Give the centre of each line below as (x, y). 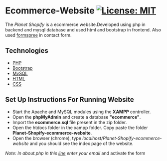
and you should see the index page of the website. (82, 143)
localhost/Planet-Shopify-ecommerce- (122, 138)
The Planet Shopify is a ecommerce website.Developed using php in (75, 24)
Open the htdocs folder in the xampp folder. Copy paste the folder (80, 128)
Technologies (27, 51)
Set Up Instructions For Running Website (70, 100)
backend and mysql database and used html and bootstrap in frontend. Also (83, 29)
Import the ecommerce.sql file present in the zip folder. (70, 122)
